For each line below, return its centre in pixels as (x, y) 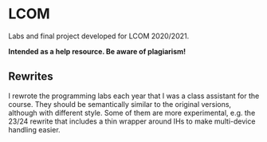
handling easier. (35, 129)
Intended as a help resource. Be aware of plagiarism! (97, 51)
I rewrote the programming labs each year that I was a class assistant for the (134, 96)
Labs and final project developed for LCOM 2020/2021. (99, 36)
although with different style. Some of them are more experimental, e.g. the (132, 112)
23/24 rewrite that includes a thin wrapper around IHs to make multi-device (132, 121)
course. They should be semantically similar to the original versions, (120, 104)
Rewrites (31, 77)
